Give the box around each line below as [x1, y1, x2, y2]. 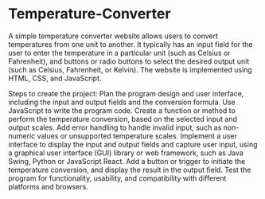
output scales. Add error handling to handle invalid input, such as [8, 123, 222, 132]
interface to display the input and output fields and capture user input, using [8, 139, 258, 149]
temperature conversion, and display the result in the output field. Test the [8, 165, 251, 174]
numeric [8, 131, 36, 140]
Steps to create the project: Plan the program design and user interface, [8, 88, 244, 98]
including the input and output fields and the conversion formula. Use [8, 97, 236, 107]
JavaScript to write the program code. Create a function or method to [8, 105, 236, 115]
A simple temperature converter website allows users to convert [8, 31, 219, 41]
